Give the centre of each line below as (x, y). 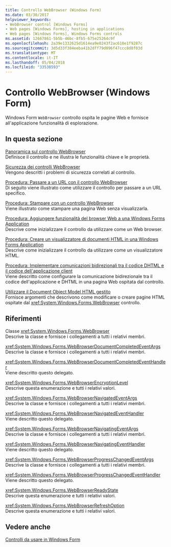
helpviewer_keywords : (28, 19)
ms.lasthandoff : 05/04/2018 (35, 62)
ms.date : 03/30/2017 (27, 15)
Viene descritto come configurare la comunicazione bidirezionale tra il (79, 276)
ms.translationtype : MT (31, 53)
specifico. (16, 193)
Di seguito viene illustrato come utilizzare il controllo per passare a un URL (83, 187)
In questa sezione (34, 139)
